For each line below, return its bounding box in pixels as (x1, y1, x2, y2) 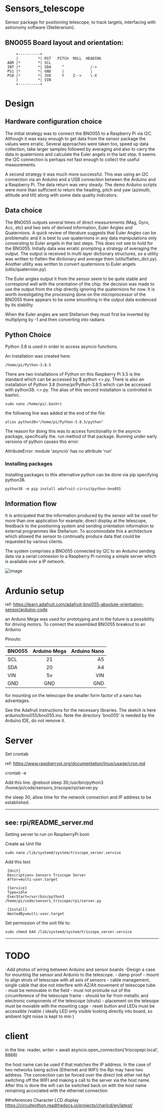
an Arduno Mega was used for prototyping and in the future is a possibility (5, 616, 155, 622)
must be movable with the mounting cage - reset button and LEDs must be (5, 1003, 155, 1009)
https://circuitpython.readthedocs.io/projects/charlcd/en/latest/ (5, 1102, 133, 1109)
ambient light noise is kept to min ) (5, 1013, 74, 1019)
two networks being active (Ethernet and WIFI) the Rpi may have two (5, 1067, 143, 1073)
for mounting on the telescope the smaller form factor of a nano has (5, 693, 142, 699)
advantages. (5, 698, 30, 704)
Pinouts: (5, 636, 22, 642)
